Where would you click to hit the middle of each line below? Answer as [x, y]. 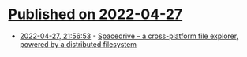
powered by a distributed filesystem [78, 44]
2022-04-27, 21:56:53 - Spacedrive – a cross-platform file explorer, [129, 36]
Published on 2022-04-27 [95, 14]
